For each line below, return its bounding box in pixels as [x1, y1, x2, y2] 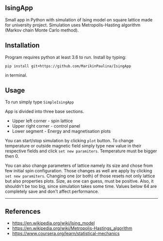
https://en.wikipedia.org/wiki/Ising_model [12, 220, 95, 226]
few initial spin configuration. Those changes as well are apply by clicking [5, 168, 152, 174]
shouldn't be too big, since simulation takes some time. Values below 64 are [5, 184, 157, 189]
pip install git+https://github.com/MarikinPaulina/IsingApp [5, 63, 131, 69]
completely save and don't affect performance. [5, 188, 99, 194]
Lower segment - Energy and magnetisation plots [12, 129, 111, 134]
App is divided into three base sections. [5, 109, 84, 114]
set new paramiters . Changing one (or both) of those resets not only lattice [5, 173, 155, 179]
